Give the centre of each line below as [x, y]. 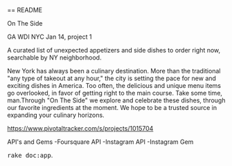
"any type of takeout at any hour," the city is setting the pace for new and [112, 78]
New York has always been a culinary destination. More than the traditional [114, 71]
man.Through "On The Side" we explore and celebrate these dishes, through [116, 100]
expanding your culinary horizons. [56, 115]
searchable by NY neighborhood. [54, 57]
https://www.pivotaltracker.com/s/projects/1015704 [80, 128]
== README [25, 10]
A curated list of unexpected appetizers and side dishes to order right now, [114, 50]
